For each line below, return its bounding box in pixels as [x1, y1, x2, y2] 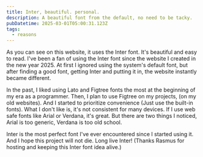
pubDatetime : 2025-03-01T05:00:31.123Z [6, 20, 108, 26]
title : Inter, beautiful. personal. [6, 9, 100, 15]
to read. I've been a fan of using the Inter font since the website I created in [6, 55, 196, 62]
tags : [6, 26, 20, 32]
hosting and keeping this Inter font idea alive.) [6, 144, 122, 151]
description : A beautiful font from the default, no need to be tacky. [6, 15, 193, 21]
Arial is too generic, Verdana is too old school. [6, 119, 122, 126]
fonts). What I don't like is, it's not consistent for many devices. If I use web [6, 106, 196, 113]
